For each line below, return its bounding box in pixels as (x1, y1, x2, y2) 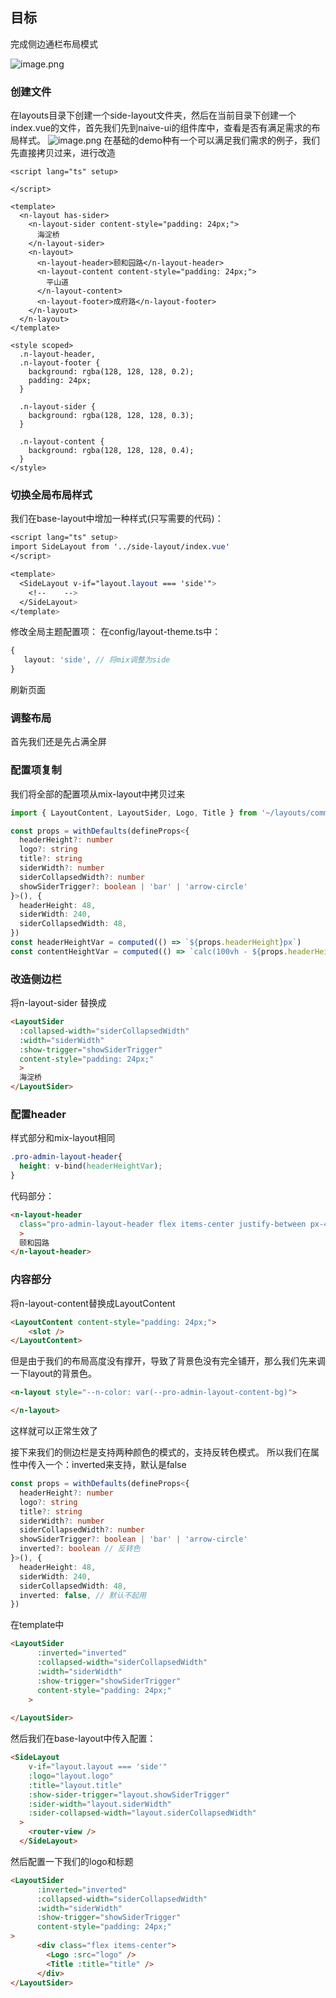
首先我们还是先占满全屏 (10, 736, 107, 748)
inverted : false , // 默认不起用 (19, 1590, 147, 1600)
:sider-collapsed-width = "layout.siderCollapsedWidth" (28, 1808, 257, 1818)
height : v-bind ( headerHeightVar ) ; (19, 1161, 163, 1172)
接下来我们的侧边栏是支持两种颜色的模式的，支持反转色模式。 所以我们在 (10, 1446, 311, 1458)
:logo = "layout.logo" (28, 1771, 114, 1781)
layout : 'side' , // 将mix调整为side (23, 655, 171, 665)
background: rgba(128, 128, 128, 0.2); (28, 367, 195, 377)
